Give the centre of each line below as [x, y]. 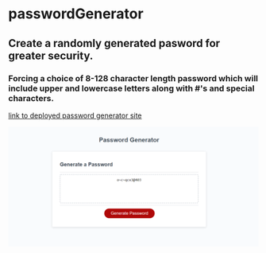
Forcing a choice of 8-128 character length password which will [133, 78]
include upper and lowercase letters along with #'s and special [131, 88]
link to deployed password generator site [75, 115]
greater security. [51, 55]
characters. [31, 98]
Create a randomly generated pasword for [114, 43]
